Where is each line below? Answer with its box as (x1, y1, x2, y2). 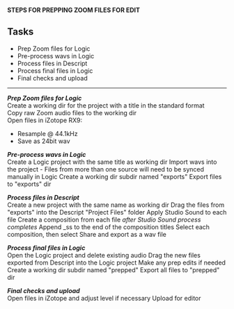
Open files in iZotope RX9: (7, 116, 83, 124)
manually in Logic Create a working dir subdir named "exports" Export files (7, 172, 222, 181)
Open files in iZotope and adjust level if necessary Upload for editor (7, 294, 201, 302)
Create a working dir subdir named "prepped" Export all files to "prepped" (7, 265, 220, 274)
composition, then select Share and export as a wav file (7, 230, 167, 238)
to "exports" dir (7, 180, 52, 188)
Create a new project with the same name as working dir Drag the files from (7, 201, 225, 209)
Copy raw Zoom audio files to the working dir (7, 108, 137, 117)
